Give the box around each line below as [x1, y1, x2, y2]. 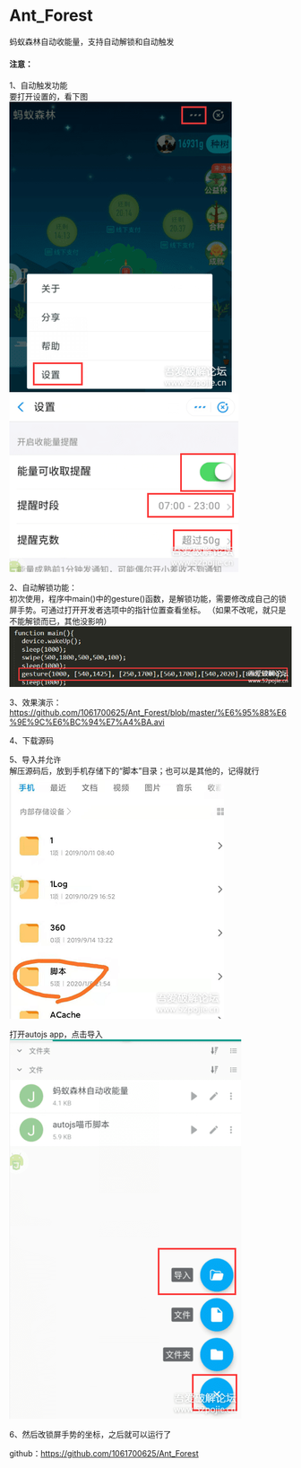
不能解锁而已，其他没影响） [9, 616, 112, 627]
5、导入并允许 [9, 754, 62, 765]
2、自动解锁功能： [9, 582, 78, 593]
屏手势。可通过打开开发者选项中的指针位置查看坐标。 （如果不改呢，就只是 [9, 604, 287, 615]
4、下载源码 [9, 734, 55, 745]
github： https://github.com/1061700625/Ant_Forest [9, 1447, 199, 1458]
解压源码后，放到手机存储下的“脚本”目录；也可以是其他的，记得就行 [9, 765, 260, 776]
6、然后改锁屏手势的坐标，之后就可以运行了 [9, 1429, 172, 1439]
